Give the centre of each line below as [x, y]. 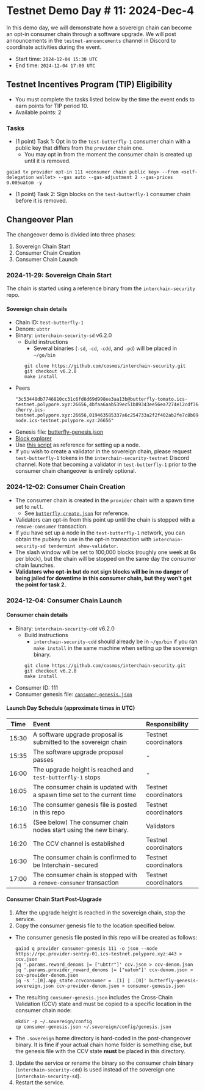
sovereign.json [34, 986]
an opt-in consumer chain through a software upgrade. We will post [91, 34]
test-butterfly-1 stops [67, 777]
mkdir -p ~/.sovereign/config [54, 1022]
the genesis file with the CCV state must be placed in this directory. [100, 1051]
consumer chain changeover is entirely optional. [76, 471]
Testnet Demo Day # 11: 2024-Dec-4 [100, 11]
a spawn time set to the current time [85, 795]
